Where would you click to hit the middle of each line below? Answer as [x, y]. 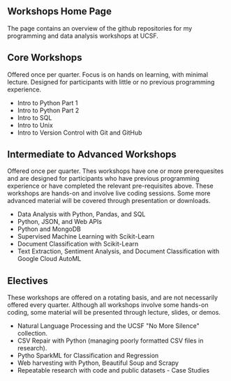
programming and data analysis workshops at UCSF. [83, 36]
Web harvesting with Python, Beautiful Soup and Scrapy [98, 363]
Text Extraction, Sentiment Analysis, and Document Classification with [118, 251]
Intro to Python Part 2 [48, 110]
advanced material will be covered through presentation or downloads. [109, 201]
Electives [28, 281]
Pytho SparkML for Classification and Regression [88, 356]
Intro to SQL [35, 117]
